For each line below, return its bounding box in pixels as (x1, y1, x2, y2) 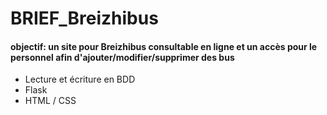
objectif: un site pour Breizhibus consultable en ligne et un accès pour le (10, 40, 318, 52)
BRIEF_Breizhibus (10, 7, 159, 30)
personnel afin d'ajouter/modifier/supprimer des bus (10, 51, 235, 63)
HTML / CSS (24, 95, 77, 107)
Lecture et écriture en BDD (24, 73, 136, 86)
